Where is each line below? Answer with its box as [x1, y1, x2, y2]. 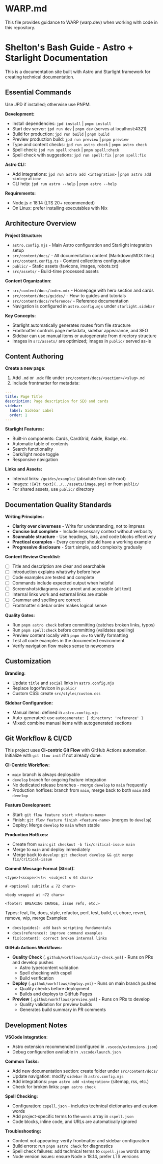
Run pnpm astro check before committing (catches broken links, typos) [12, 621, 155, 627]
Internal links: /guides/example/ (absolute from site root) [12, 476, 126, 482]
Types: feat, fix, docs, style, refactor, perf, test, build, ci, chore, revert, [5, 910, 147, 916]
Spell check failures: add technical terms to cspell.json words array [12, 1148, 151, 1154]
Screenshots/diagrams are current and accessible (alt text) [12, 585, 132, 591]
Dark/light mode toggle [12, 451, 59, 457]
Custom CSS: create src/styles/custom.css [12, 690, 101, 696]
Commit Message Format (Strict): [5, 866, 75, 872]
